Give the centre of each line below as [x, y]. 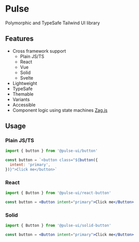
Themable [23, 94]
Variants [21, 99]
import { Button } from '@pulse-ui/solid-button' [58, 226]
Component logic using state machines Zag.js [60, 110]
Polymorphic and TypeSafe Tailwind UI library [53, 23]
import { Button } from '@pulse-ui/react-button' [58, 193]
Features [19, 39]
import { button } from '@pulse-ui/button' [52, 151]
